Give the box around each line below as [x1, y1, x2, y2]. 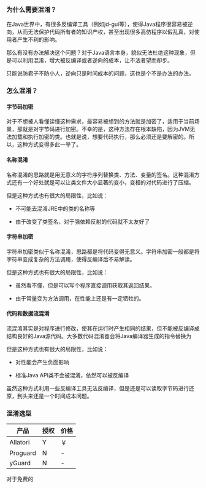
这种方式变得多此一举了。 [17, 141, 82, 148]
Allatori [9, 438, 30, 447]
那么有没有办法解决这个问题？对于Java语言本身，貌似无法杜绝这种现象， [6, 49, 191, 57]
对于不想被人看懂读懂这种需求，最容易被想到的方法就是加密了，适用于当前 [6, 118, 194, 125]
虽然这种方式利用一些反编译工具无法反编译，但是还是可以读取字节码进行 [6, 385, 189, 392]
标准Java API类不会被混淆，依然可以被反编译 [15, 372, 129, 379]
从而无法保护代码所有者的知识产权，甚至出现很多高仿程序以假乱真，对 [17, 28, 194, 36]
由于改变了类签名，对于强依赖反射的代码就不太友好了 [15, 218, 150, 225]
